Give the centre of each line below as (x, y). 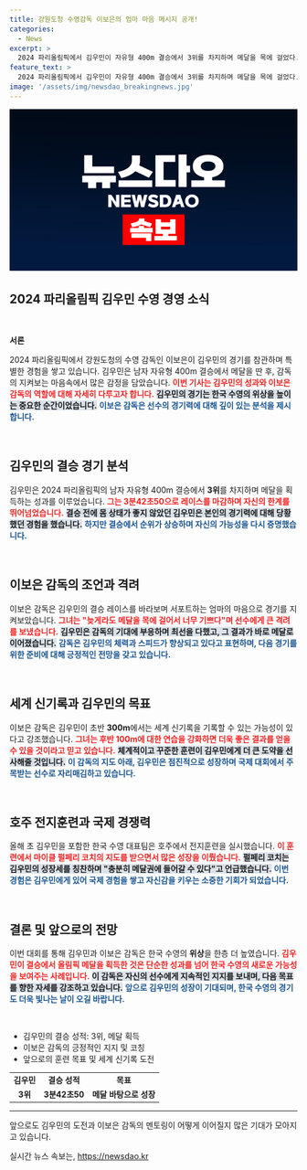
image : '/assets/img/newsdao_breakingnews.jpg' (102, 87)
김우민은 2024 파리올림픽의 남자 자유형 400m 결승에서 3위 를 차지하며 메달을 (146, 490)
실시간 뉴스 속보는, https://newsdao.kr (79, 1155)
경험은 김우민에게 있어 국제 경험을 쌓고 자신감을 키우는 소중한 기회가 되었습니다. (149, 880)
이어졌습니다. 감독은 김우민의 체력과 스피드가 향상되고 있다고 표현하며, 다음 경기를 (153, 643)
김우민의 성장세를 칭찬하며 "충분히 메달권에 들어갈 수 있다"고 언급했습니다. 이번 (149, 869)
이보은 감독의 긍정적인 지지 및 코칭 (84, 1048)
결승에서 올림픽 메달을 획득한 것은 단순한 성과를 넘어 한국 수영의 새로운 (150, 965)
